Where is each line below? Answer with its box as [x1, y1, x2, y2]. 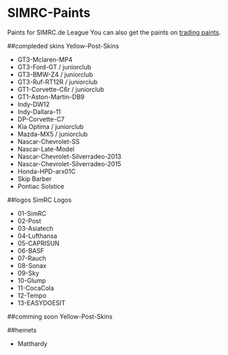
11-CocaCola [17, 283, 55, 292]
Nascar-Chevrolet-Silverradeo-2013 [17, 152, 121, 161]
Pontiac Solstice [17, 182, 65, 190]
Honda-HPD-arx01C [17, 167, 76, 175]
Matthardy [17, 339, 48, 348]
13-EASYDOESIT [17, 298, 66, 307]
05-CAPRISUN [17, 239, 60, 247]
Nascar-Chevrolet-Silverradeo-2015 [17, 159, 121, 168]
